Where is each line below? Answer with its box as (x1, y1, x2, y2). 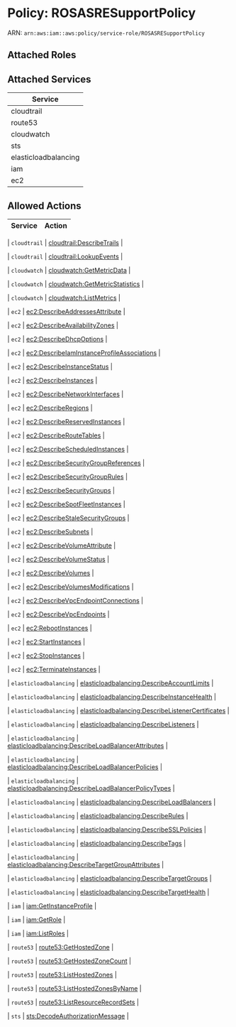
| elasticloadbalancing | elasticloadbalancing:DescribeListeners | (7, 719, 199, 729)
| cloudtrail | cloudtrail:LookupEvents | (7, 252, 123, 261)
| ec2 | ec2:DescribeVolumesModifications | (7, 582, 134, 591)
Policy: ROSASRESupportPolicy (7, 5, 196, 21)
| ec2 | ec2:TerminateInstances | (7, 665, 101, 673)
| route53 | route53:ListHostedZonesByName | (7, 984, 142, 992)
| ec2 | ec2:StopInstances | (7, 651, 85, 660)
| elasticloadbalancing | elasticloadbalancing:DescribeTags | (7, 839, 186, 847)
